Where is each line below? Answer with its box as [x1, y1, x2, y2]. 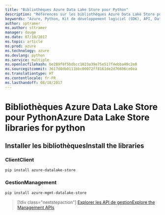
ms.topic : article [5, 39, 43, 44]
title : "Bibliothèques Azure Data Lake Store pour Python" [5, 7, 129, 12]
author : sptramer [5, 21, 41, 26]
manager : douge [5, 30, 36, 35]
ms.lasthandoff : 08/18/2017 [5, 80, 63, 85]
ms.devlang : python [5, 53, 45, 58]
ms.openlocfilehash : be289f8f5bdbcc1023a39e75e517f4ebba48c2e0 [5, 62, 137, 67]
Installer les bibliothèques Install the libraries [5, 142, 144, 150]
